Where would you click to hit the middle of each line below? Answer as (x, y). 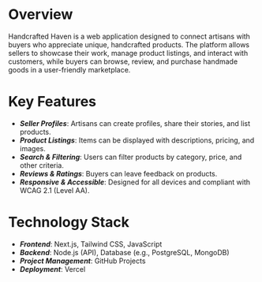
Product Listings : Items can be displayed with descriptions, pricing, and (137, 140)
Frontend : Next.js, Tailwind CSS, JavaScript (91, 244)
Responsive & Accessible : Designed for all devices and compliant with (135, 182)
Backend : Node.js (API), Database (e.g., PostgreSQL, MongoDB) (125, 252)
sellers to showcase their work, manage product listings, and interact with (128, 53)
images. (32, 148)
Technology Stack (69, 223)
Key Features (52, 102)
